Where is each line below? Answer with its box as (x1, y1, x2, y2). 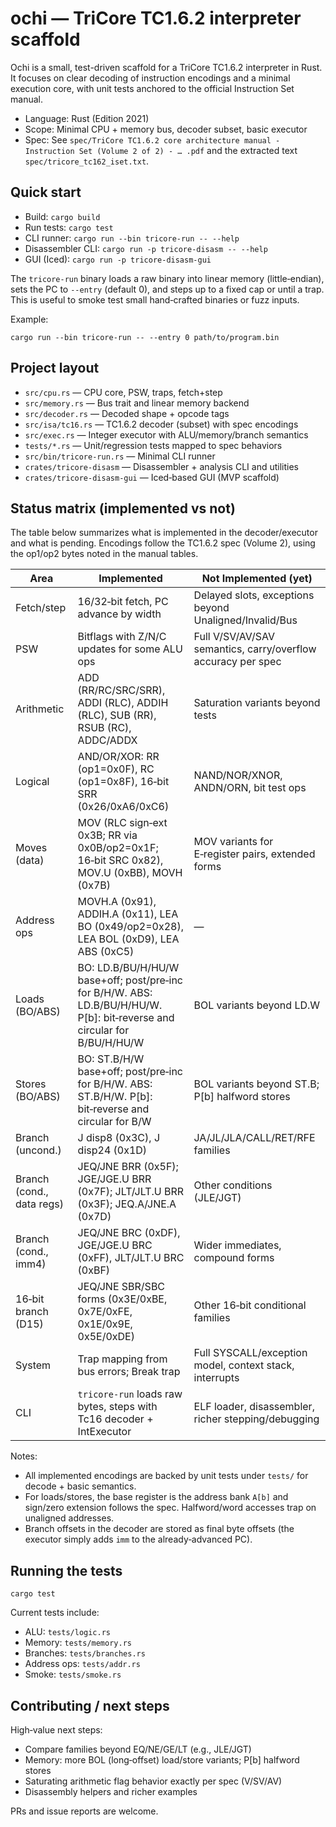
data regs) (15, 1197, 64, 1211)
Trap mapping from (77, 1352, 168, 1366)
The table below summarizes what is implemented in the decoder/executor (10, 527, 318, 539)
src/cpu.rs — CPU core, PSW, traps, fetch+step (24, 386, 223, 398)
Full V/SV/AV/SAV (193, 630, 276, 644)
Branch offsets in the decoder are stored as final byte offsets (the (24, 1523, 295, 1535)
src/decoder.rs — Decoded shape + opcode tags (24, 407, 230, 419)
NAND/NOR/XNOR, (193, 768, 283, 782)
